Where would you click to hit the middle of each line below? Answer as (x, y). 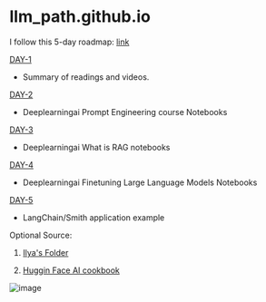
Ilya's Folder (45, 252)
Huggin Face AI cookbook (71, 270)
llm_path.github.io (80, 17)
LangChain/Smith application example (94, 217)
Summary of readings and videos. (86, 77)
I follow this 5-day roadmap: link (69, 42)
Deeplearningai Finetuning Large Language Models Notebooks (140, 182)
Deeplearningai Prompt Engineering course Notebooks (125, 112)
